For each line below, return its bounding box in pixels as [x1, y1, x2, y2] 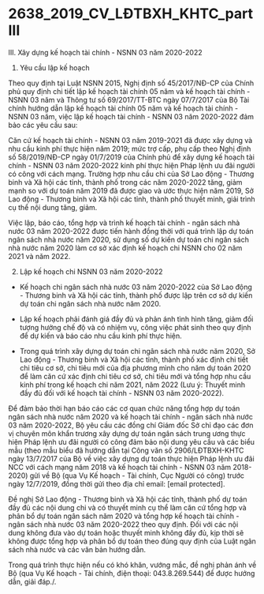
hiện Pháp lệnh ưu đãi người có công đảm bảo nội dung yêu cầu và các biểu [8, 437, 255, 446]
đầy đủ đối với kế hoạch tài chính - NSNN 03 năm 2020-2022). [19, 388, 225, 397]
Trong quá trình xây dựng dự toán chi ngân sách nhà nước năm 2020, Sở [19, 346, 256, 355]
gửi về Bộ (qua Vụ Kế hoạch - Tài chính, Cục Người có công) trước [29, 471, 245, 480]
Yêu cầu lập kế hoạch [19, 62, 90, 72]
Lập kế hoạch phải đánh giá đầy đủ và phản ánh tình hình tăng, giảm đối [19, 314, 254, 324]
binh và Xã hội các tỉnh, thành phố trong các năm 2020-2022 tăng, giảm [8, 177, 243, 186]
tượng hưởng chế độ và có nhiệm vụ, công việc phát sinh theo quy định [19, 322, 252, 332]
